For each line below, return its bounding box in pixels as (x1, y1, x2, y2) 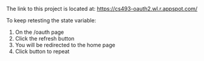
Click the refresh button (15, 35, 75, 42)
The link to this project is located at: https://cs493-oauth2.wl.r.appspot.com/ (6, 5, 198, 12)
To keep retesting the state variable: (6, 17, 97, 24)
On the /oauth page (15, 28, 64, 36)
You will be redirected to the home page (15, 42, 115, 48)
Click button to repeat (15, 48, 70, 55)
